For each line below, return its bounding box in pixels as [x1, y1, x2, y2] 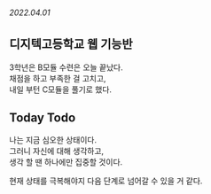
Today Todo [9, 111, 76, 126]
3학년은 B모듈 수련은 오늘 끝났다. [9, 62, 124, 73]
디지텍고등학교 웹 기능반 [9, 36, 133, 52]
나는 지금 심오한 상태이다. [9, 135, 98, 145]
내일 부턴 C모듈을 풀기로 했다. [9, 84, 113, 95]
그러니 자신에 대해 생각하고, [9, 146, 105, 157]
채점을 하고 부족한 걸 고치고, [9, 73, 106, 83]
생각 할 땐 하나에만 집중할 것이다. [9, 157, 123, 167]
